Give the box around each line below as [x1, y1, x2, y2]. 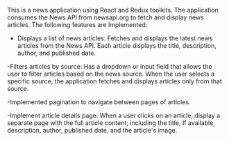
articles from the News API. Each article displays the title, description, [17, 42, 217, 49]
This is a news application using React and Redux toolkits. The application [7, 6, 219, 14]
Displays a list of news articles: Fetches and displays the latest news [17, 34, 213, 42]
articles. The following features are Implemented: [7, 21, 148, 28]
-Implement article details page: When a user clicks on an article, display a [7, 111, 221, 119]
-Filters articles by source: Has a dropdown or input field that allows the [7, 63, 212, 70]
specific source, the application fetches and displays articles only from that [7, 77, 222, 85]
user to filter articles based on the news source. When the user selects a [7, 69, 215, 78]
